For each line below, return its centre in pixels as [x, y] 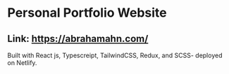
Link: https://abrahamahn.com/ [78, 39]
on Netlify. [22, 63]
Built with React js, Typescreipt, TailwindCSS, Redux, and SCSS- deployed [115, 55]
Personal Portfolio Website [87, 13]
